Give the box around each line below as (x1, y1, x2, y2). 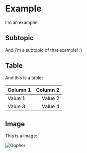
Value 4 (41, 103, 60, 110)
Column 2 (36, 86, 60, 93)
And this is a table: (5, 75, 43, 80)
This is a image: (5, 133, 37, 139)
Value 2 (41, 95, 60, 102)
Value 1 (7, 95, 26, 102)
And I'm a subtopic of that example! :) (5, 47, 82, 53)
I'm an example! (5, 19, 38, 25)
